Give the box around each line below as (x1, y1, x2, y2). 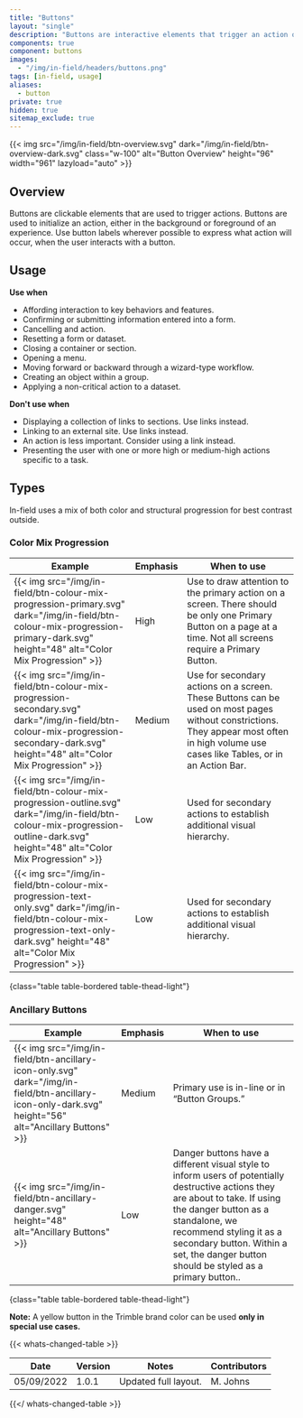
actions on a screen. (187, 680, 273, 692)
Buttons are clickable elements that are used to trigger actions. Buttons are (9, 208, 288, 218)
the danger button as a (172, 1203, 269, 1216)
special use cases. (9, 1321, 81, 1332)
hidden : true (9, 106, 59, 115)
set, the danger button (172, 1248, 268, 1261)
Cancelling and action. (22, 323, 106, 334)
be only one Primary (187, 608, 272, 621)
